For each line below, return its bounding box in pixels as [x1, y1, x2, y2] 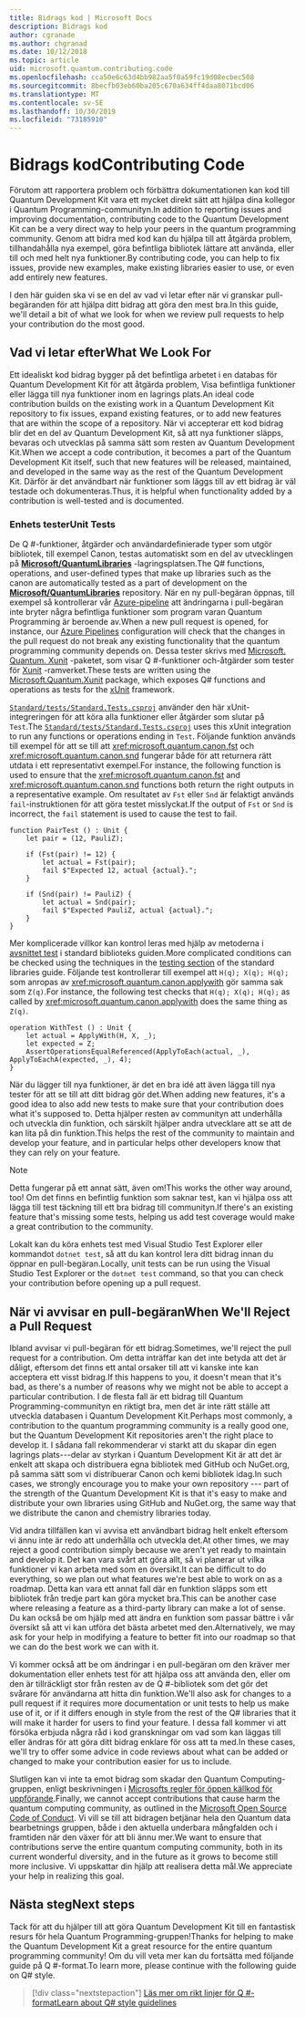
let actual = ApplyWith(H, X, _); [25, 1032, 157, 1041]
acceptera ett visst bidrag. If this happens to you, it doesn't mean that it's [9, 1371, 282, 1382]
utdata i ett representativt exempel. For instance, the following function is [9, 760, 281, 771]
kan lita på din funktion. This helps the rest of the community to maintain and [9, 1128, 295, 1138]
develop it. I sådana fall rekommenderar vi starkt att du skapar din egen [9, 1439, 278, 1450]
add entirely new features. [9, 272, 107, 283]
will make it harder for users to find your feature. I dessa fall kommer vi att [9, 1717, 287, 1728]
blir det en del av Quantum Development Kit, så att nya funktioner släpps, [9, 427, 284, 438]
